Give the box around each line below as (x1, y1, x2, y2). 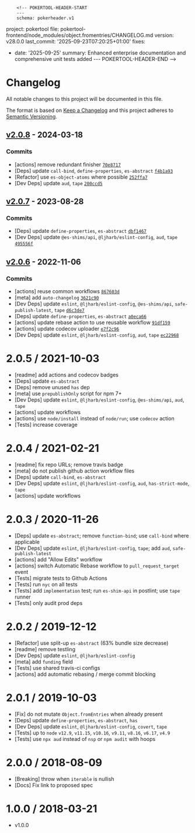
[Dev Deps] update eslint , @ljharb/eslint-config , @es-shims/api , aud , (14, 396, 184, 403)
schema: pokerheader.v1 (16, 15, 75, 21)
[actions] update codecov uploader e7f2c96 (14, 325, 120, 332)
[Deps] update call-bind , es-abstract (14, 473, 106, 480)
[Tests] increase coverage (14, 421, 78, 428)
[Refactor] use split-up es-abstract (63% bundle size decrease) (14, 639, 169, 647)
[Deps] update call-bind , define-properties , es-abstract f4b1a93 (14, 167, 173, 174)
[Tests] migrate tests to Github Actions (14, 574, 107, 582)
